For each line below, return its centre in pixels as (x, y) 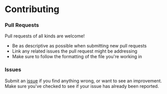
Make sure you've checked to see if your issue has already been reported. (82, 86)
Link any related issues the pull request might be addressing (74, 51)
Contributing (32, 9)
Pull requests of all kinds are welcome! (45, 36)
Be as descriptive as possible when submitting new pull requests (79, 46)
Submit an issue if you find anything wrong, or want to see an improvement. (83, 81)
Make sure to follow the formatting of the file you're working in (77, 57)
